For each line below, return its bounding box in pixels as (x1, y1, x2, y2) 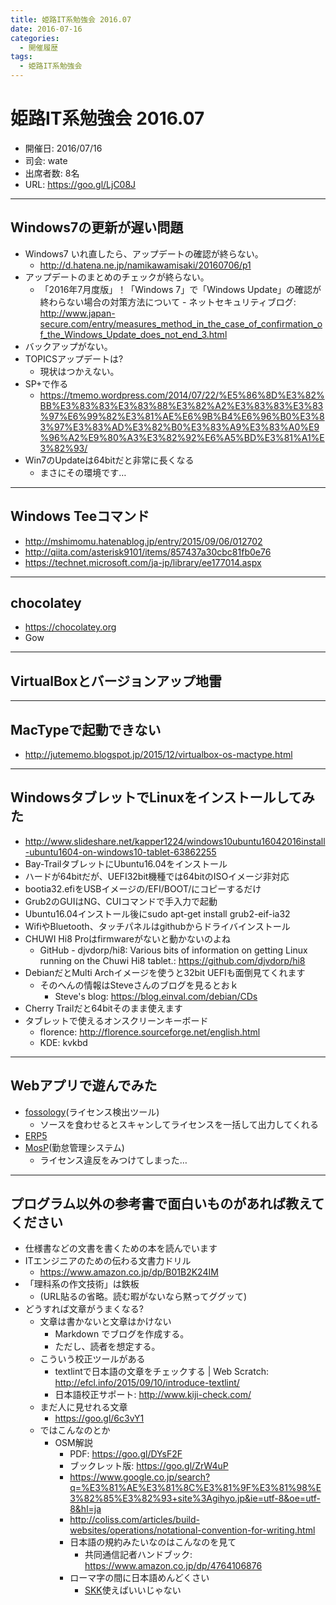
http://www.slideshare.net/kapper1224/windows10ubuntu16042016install (24, 835, 326, 847)
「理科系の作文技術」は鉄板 (24, 1278, 140, 1290)
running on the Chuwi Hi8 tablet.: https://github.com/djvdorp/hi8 (39, 954, 306, 966)
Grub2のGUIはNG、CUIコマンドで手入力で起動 (24, 895, 218, 907)
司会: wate (24, 154, 68, 166)
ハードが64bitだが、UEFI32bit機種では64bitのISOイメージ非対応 (24, 870, 290, 882)
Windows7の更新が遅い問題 (10, 219, 184, 236)
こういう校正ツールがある (39, 1353, 146, 1365)
